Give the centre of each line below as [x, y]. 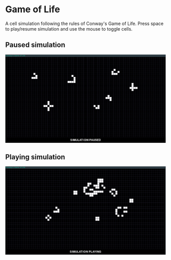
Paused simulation [35, 45]
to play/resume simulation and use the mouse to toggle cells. [69, 29]
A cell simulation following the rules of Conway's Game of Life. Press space [84, 23]
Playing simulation [35, 157]
